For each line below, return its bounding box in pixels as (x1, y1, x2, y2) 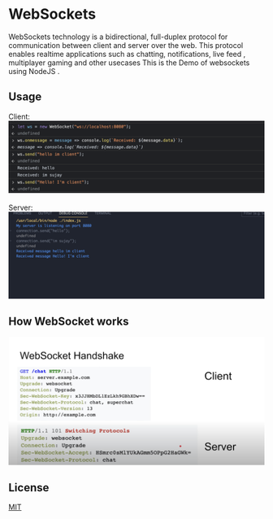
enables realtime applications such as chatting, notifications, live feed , (8, 49, 246, 59)
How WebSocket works (8, 315, 129, 329)
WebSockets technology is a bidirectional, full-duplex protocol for (8, 32, 228, 41)
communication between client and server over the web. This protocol (8, 40, 244, 50)
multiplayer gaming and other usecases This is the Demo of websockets (8, 58, 250, 68)
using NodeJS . (8, 66, 60, 76)
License (8, 481, 50, 495)
